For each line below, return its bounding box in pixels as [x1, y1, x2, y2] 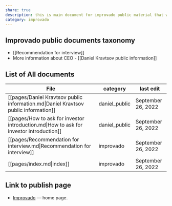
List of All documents [5, 70, 75, 78]
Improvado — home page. [12, 194, 68, 200]
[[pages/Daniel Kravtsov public [8, 94, 83, 100]
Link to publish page [5, 181, 72, 190]
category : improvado [5, 17, 50, 22]
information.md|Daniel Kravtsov [8, 100, 84, 107]
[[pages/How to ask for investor [8, 115, 84, 122]
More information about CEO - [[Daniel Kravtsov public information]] [12, 55, 157, 61]
